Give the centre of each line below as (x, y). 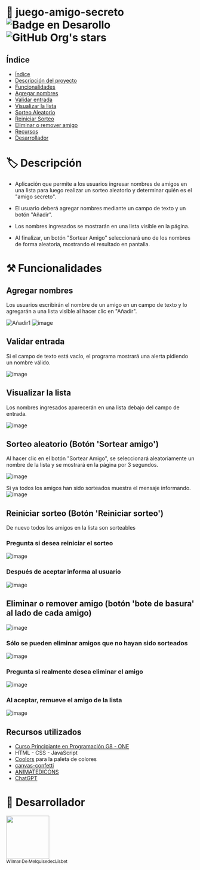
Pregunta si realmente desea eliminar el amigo (75, 672)
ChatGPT (26, 778)
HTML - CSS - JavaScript (46, 753)
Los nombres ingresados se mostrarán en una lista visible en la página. (102, 226)
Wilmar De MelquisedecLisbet (37, 862)
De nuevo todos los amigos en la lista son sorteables (71, 528)
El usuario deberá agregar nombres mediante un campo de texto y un (100, 208)
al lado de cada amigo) (49, 613)
